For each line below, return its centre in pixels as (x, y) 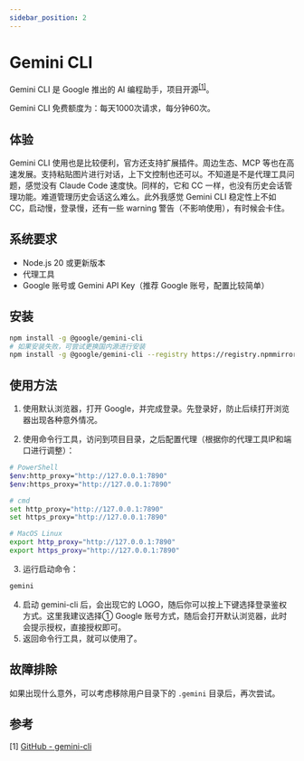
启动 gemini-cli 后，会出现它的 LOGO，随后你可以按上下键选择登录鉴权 (155, 604)
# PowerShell (34, 468)
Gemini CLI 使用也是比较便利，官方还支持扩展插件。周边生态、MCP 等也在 (148, 163)
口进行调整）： (48, 451)
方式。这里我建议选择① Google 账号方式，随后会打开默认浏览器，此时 (155, 615)
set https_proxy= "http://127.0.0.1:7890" (89, 517)
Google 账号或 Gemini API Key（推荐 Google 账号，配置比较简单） (146, 285)
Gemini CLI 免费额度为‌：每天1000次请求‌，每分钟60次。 (112, 108)
